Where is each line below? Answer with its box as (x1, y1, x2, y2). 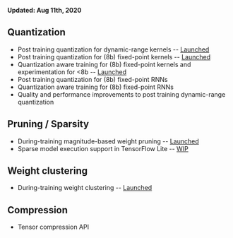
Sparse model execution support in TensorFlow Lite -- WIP (17, 144, 189, 153)
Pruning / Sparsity (7, 118, 90, 130)
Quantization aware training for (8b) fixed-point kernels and (17, 60, 191, 69)
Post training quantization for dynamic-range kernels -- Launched (17, 45, 210, 54)
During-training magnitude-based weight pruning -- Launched (17, 137, 199, 145)
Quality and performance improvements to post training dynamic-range (17, 90, 226, 98)
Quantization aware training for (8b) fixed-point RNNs (17, 83, 174, 91)
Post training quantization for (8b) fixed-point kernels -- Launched (17, 52, 210, 61)
